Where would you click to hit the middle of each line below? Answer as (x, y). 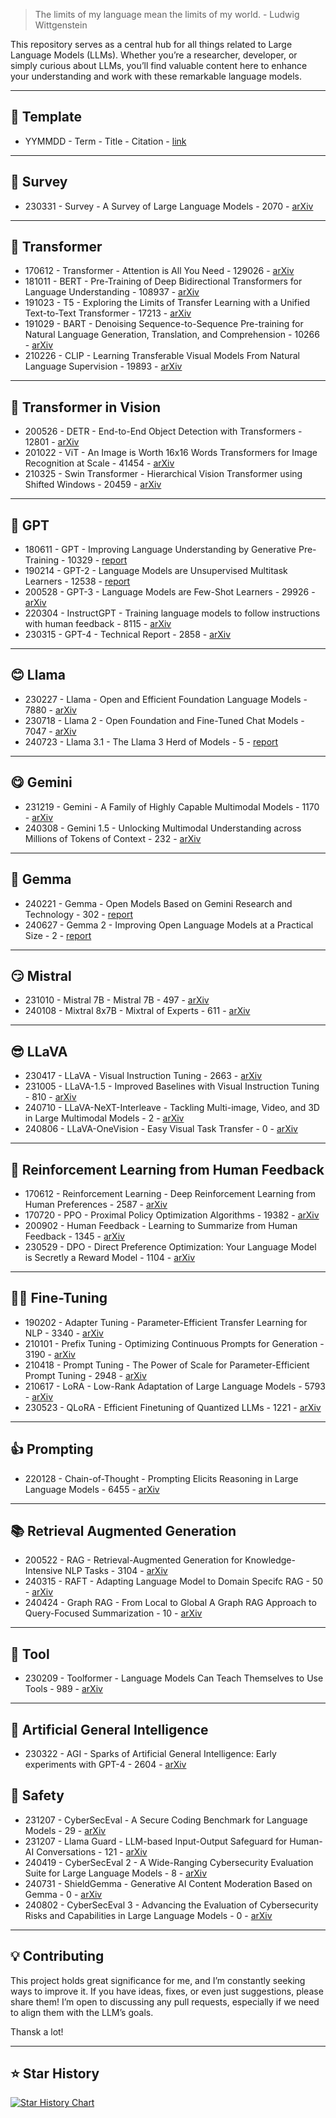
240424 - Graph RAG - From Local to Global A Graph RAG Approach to (170, 1603)
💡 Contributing (57, 1956)
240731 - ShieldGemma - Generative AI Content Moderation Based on (168, 1883)
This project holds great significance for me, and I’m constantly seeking (158, 1980)
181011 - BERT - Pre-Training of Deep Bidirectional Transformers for (163, 281)
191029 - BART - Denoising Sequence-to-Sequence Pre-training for (164, 324)
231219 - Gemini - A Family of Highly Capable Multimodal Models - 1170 (172, 806)
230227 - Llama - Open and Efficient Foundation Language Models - (166, 699)
